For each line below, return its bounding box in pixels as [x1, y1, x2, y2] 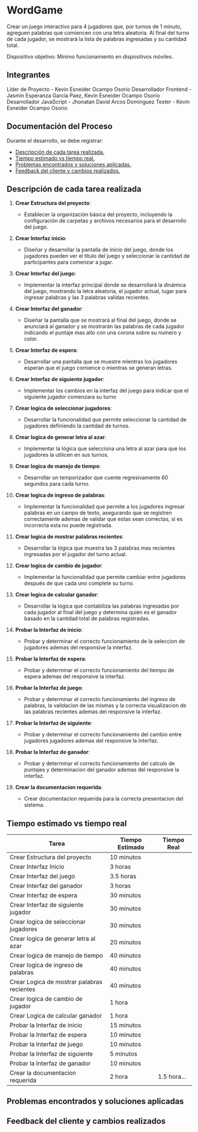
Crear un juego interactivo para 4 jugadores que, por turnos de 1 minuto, [6, 23, 182, 30]
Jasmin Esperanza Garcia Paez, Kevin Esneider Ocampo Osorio [6, 92, 160, 99]
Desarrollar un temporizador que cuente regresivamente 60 [24, 474, 169, 481]
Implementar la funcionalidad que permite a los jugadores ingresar [24, 503, 185, 510]
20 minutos [109, 938, 142, 946]
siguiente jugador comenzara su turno [24, 393, 117, 400]
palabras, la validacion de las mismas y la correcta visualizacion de [24, 702, 187, 709]
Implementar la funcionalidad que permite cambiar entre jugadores [24, 574, 186, 581]
